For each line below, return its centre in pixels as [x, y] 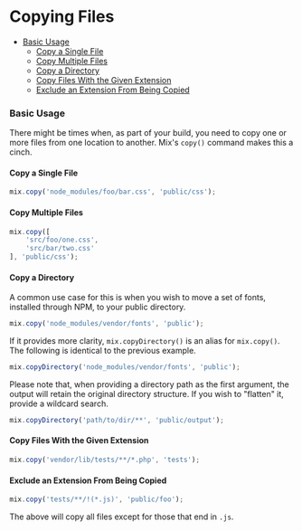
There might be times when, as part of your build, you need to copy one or [148, 133]
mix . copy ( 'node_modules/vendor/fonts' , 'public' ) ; [107, 324]
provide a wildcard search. [59, 403]
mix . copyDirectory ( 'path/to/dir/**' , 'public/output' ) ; [117, 420]
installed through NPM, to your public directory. [98, 307]
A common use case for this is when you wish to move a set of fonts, [138, 298]
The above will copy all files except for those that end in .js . [122, 517]
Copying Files [62, 17]
